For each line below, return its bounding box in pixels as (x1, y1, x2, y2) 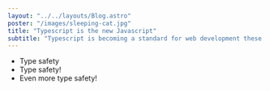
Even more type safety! (19, 73, 98, 83)
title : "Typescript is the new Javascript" (7, 27, 157, 35)
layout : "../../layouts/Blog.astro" (7, 11, 131, 20)
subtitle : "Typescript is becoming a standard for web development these (7, 34, 263, 43)
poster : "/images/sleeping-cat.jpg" (7, 19, 131, 27)
